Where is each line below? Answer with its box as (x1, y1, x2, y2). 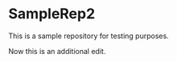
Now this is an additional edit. (8, 46, 106, 56)
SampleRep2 (8, 5, 96, 23)
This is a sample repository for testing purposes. (8, 31, 169, 41)
